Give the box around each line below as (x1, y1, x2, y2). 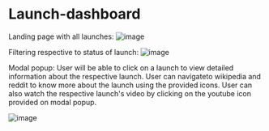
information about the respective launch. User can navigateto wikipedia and (8, 71, 262, 81)
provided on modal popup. (8, 97, 97, 107)
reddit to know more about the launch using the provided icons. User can (8, 80, 253, 90)
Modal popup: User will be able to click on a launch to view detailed (8, 62, 234, 73)
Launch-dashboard (8, 5, 141, 23)
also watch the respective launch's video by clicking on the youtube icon (8, 88, 251, 98)
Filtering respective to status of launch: (8, 47, 139, 57)
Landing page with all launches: (8, 32, 114, 41)
